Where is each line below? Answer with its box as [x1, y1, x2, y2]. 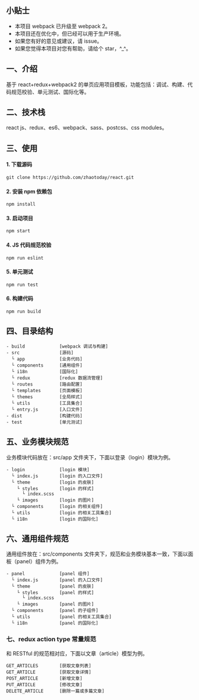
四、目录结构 [6, 326, 53, 336]
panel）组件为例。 [16, 558, 62, 565]
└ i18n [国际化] [11, 368, 78, 374]
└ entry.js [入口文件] [11, 406, 83, 412]
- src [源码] [6, 349, 74, 355]
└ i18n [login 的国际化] [11, 516, 99, 522]
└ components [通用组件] [11, 362, 83, 368]
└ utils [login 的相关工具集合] [11, 510, 112, 516]
